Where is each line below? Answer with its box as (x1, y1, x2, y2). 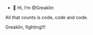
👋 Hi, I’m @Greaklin (12, 5, 54, 10)
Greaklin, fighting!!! (5, 24, 46, 30)
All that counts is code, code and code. (5, 14, 88, 20)
